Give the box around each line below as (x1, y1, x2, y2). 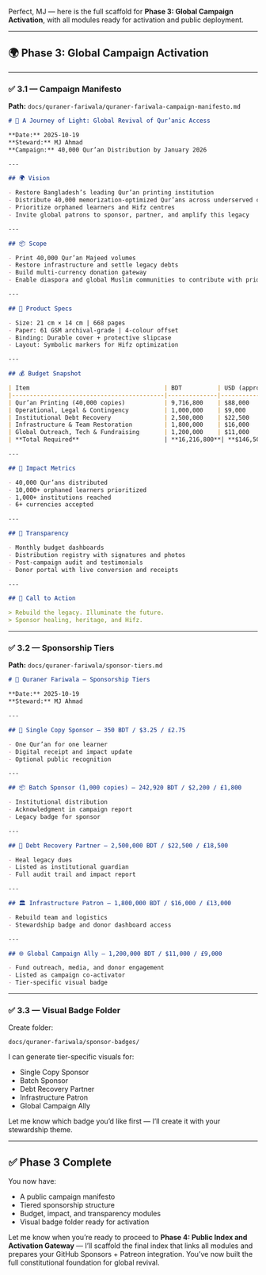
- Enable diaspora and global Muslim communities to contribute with (8, 276, 243, 284)
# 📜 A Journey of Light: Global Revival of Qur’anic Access (8, 117, 211, 125)
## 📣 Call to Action (8, 594, 77, 602)
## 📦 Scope (8, 240, 47, 248)
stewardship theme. (8, 1125, 73, 1135)
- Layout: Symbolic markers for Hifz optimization (8, 341, 179, 349)
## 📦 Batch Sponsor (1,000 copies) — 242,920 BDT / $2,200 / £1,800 (8, 784, 242, 792)
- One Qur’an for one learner (8, 740, 108, 748)
